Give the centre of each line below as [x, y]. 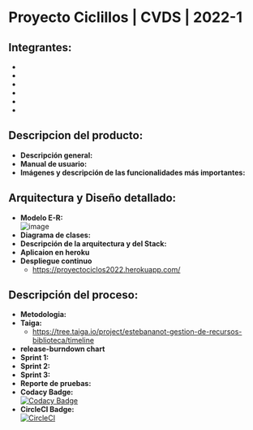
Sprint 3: [35, 375]
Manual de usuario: [54, 163]
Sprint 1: [34, 358]
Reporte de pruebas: [56, 384]
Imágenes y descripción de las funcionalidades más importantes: [133, 172]
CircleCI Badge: [47, 410]
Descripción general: [56, 155]
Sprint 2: [35, 367]
